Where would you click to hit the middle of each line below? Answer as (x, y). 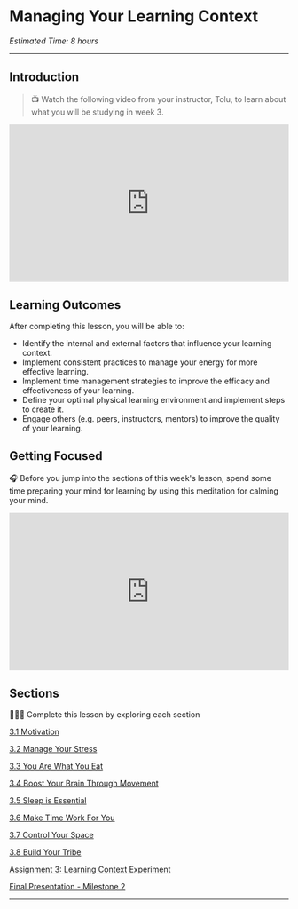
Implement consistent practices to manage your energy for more (140, 362)
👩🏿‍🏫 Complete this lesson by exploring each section (105, 715)
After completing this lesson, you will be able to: (97, 327)
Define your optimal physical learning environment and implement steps (153, 400)
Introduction (44, 77)
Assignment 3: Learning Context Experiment (90, 869)
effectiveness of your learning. (78, 391)
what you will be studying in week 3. (97, 112)
